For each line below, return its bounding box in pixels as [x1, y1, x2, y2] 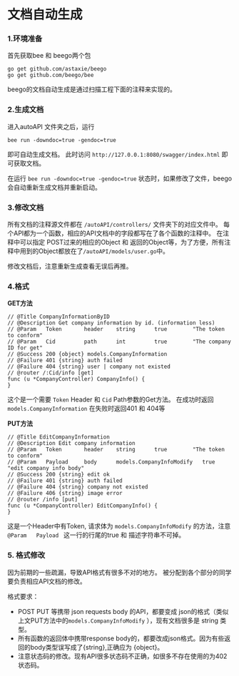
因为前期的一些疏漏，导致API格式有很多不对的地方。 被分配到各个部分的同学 [7, 568, 232, 576]
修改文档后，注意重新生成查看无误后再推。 [7, 262, 133, 271]
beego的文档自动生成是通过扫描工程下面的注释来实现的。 [7, 85, 176, 93]
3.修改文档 [7, 203, 44, 212]
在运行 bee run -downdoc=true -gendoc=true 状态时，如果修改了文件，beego [7, 174, 233, 183]
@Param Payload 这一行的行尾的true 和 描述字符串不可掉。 [7, 531, 185, 539]
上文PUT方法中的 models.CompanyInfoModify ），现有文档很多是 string [17, 616, 219, 625]
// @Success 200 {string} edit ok [7, 471, 111, 478]
